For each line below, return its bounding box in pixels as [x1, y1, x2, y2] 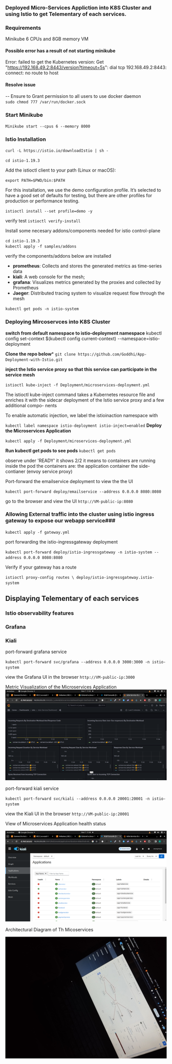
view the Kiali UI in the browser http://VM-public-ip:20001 [5, 811, 130, 817]
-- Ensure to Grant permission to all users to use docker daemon [5, 93, 141, 99]
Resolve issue [5, 81, 36, 88]
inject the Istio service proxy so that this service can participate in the [5, 366, 157, 372]
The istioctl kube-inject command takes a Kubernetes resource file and [5, 391, 155, 398]
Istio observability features [5, 610, 74, 617]
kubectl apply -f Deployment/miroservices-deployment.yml [5, 439, 132, 444]
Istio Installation [5, 135, 46, 142]
